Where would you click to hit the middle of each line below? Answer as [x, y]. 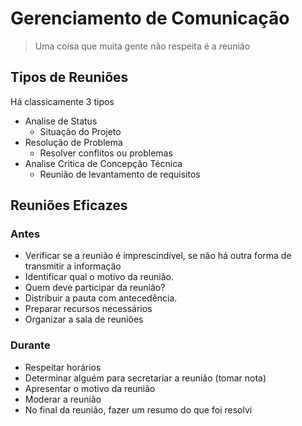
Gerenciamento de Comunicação [150, 18]
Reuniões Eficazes [69, 205]
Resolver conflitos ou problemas [106, 153]
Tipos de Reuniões [69, 77]
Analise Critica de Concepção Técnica [103, 163]
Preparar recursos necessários [88, 309]
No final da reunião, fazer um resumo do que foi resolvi [138, 409]
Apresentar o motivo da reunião [90, 388]
